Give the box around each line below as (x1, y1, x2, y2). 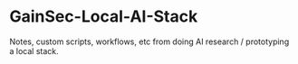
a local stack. (9, 45, 59, 56)
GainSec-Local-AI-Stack (9, 6, 198, 27)
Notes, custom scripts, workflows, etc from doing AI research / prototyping (9, 36, 290, 47)
